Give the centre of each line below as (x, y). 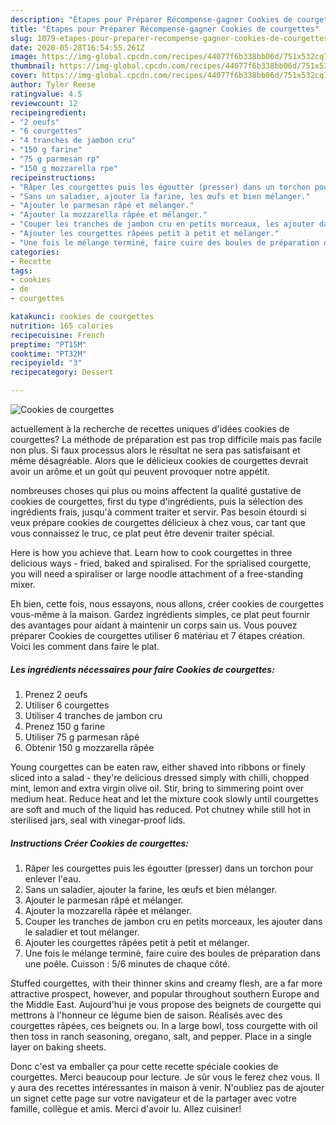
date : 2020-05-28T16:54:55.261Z (77, 47)
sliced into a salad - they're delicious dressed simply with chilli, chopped (160, 777)
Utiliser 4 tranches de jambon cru (93, 715)
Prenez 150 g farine (65, 726)
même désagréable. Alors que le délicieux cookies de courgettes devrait (159, 460)
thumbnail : (33, 66)
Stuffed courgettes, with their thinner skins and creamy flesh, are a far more (166, 983)
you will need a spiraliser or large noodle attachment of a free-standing (157, 574)
